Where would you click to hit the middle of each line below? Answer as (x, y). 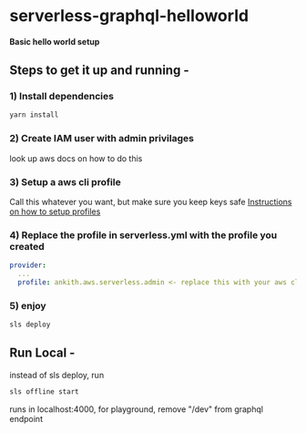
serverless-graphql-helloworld (129, 16)
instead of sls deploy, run (57, 375)
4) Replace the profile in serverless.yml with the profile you (143, 235)
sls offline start (44, 392)
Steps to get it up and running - (99, 71)
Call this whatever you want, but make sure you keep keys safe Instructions (151, 201)
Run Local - (42, 353)
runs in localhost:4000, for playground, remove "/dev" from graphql (137, 409)
